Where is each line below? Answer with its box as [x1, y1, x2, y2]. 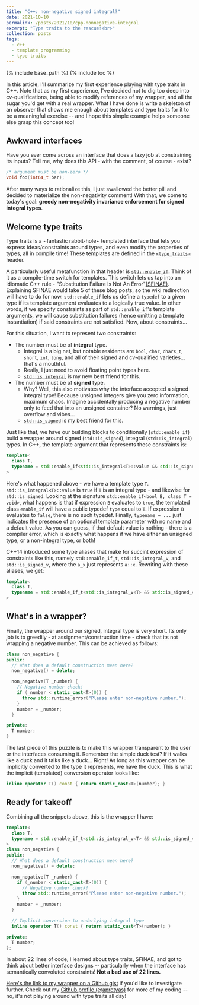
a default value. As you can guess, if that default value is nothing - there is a [6, 524, 192, 531]
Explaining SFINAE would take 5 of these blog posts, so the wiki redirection [6, 287, 190, 294]
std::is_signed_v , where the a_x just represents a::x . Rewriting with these [6, 560, 188, 568]
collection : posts [6, 31, 52, 37]
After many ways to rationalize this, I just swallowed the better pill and [6, 185, 176, 193]
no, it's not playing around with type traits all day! [6, 993, 126, 1000]
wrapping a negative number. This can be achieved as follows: [6, 639, 159, 647]
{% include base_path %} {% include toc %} [6, 69, 114, 76]
